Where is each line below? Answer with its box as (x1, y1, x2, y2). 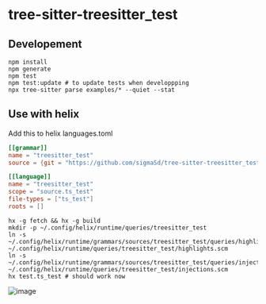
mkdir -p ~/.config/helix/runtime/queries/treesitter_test (8, 224, 207, 232)
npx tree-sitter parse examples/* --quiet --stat (8, 86, 176, 94)
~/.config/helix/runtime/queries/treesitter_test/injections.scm (8, 265, 228, 273)
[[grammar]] (8, 144, 47, 152)
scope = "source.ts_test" (8, 188, 93, 196)
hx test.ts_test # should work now (8, 272, 126, 280)
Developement (8, 37, 82, 51)
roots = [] (8, 202, 44, 210)
